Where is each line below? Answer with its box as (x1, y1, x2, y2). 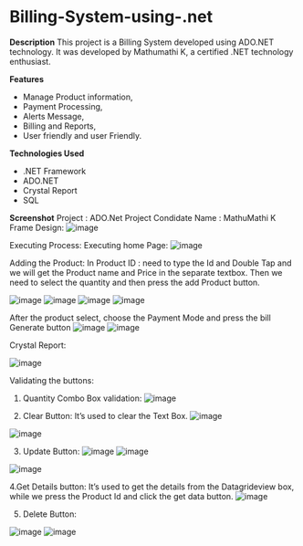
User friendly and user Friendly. (22, 130, 142, 141)
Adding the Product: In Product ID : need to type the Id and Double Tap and (9, 257, 292, 268)
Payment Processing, (22, 100, 103, 111)
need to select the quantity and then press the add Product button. (9, 277, 260, 288)
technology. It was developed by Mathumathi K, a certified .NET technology (9, 46, 294, 57)
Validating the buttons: (9, 374, 94, 385)
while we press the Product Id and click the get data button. (9, 490, 235, 501)
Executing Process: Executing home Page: (9, 239, 169, 250)
